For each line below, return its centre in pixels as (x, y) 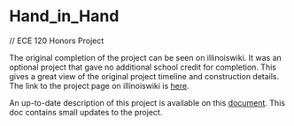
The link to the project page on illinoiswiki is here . (100, 85)
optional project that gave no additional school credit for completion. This (143, 67)
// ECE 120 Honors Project (57, 41)
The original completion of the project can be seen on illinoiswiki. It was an (145, 57)
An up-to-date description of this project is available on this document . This (147, 102)
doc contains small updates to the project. (86, 112)
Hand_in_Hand (64, 16)
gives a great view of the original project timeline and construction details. (144, 76)
